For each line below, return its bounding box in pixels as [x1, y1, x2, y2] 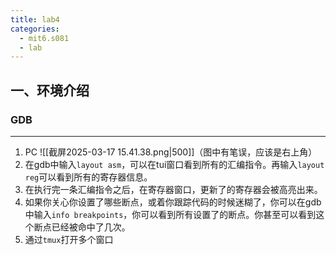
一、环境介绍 [10, 82, 90, 99]
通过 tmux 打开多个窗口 [24, 233, 114, 245]
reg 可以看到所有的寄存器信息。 [24, 171, 153, 183]
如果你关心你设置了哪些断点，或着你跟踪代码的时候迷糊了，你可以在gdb [24, 196, 322, 208]
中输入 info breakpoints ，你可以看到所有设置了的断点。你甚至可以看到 [24, 208, 317, 220]
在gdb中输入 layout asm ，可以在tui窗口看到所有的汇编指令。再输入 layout [24, 158, 325, 170]
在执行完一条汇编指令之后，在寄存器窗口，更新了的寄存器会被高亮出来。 [24, 183, 323, 195]
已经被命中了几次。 [51, 221, 131, 233]
